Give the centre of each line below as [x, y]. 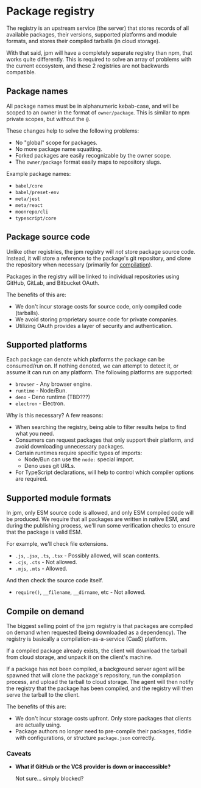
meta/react [29, 205]
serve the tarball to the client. [43, 695]
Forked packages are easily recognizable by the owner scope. [93, 155]
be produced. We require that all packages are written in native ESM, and [98, 519]
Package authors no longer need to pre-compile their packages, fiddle [103, 731]
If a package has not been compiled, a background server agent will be [96, 669]
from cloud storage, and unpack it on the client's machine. [79, 657]
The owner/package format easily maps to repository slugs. [88, 162]
